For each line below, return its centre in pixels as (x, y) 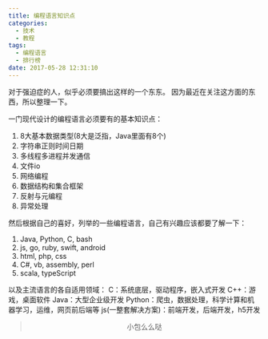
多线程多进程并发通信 (55, 155)
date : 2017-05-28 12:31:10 (53, 68)
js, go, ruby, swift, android (63, 247)
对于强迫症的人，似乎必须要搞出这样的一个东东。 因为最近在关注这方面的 (128, 91)
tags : (17, 46)
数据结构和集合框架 (52, 186)
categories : (28, 23)
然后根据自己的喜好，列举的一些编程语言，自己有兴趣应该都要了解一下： (127, 223)
